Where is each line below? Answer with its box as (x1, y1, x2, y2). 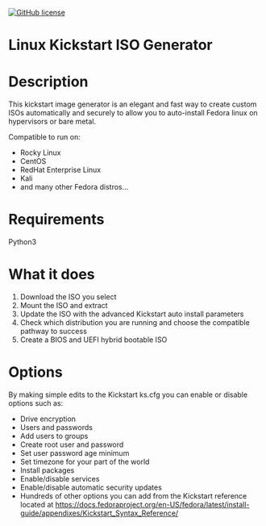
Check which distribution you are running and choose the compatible (19, 318, 250, 327)
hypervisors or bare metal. (8, 117, 97, 127)
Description (8, 73, 89, 91)
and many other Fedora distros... (19, 182, 129, 192)
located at (19, 499, 54, 509)
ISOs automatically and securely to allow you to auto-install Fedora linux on (8, 108, 258, 118)
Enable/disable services (19, 474, 100, 483)
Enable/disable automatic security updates (19, 482, 163, 492)
